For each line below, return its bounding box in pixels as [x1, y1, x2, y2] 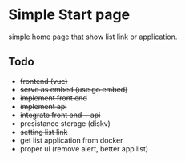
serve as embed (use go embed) [19, 84, 128, 94]
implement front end [19, 93, 88, 103]
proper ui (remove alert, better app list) [19, 143, 149, 153]
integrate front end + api [19, 110, 101, 120]
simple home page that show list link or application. [8, 32, 178, 41]
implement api [19, 101, 67, 111]
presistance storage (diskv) [19, 118, 111, 128]
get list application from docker [19, 135, 123, 145]
